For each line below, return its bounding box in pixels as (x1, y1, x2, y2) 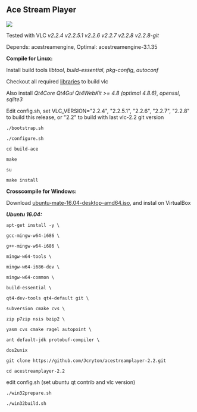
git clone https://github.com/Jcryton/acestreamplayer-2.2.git (6, 357, 167, 364)
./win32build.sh (6, 400, 46, 407)
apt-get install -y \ (6, 222, 60, 228)
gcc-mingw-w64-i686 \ (6, 232, 60, 239)
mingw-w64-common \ (6, 274, 55, 280)
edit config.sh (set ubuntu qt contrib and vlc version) (6, 378, 136, 386)
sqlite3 (6, 95, 23, 103)
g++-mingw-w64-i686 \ (6, 243, 60, 249)
